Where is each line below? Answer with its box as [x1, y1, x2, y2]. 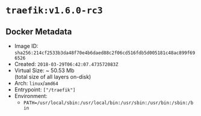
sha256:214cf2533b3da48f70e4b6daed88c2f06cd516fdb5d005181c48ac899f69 [14, 50, 196, 56]
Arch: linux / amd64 [14, 80, 58, 87]
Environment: [14, 93, 48, 99]
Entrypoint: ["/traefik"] [14, 86, 76, 93]
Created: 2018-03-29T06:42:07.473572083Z [14, 61, 119, 67]
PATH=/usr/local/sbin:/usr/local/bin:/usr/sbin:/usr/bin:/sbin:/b [23, 100, 194, 106]
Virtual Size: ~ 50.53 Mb [14, 67, 75, 74]
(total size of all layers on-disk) [14, 73, 91, 80]
